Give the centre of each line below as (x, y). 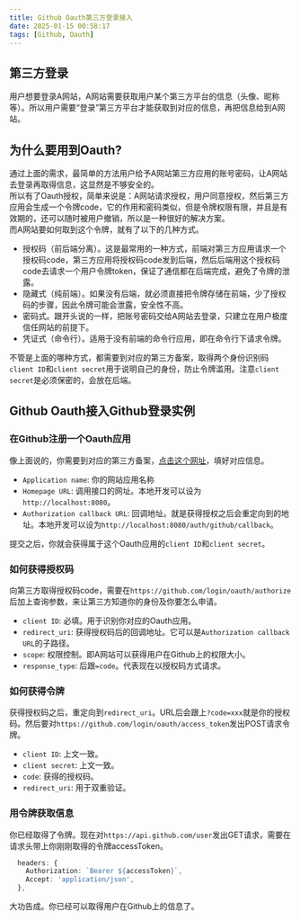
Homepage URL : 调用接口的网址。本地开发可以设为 (112, 490)
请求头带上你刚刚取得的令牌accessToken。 (88, 845)
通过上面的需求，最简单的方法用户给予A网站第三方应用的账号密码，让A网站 (149, 173)
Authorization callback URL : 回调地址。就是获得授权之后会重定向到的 (151, 513)
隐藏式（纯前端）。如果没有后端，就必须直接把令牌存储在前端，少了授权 (154, 294)
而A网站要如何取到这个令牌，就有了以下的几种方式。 (106, 229)
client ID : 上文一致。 (62, 754)
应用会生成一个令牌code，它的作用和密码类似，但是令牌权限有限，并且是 (145, 207)
